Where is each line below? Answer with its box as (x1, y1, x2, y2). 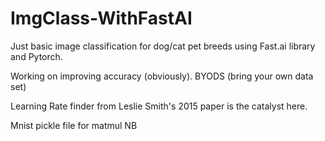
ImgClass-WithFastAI (10, 7, 193, 30)
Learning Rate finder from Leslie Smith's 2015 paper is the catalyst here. (10, 100, 308, 112)
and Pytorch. (10, 50, 63, 62)
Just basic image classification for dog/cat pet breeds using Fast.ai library (10, 40, 316, 52)
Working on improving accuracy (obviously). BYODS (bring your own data (10, 70, 314, 82)
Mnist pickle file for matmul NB (10, 119, 138, 131)
